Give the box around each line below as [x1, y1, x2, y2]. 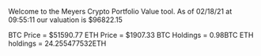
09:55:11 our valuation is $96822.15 [8, 15, 123, 24]
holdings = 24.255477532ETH [8, 39, 107, 48]
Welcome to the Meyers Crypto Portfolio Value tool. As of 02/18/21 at [8, 7, 233, 16]
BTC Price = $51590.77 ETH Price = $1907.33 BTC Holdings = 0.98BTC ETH [8, 31, 254, 39]
